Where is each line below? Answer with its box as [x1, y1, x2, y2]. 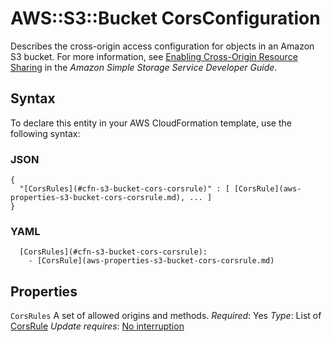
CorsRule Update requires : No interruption [10, 320, 185, 332]
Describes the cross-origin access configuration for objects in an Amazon [10, 40, 315, 52]
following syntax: [10, 127, 81, 139]
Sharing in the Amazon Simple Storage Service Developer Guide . [10, 61, 278, 73]
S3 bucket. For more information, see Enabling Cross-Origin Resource [10, 50, 298, 62]
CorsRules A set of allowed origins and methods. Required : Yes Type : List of [10, 310, 322, 322]
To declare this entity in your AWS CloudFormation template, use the [10, 117, 292, 129]
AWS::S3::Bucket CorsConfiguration [10, 7, 321, 30]
